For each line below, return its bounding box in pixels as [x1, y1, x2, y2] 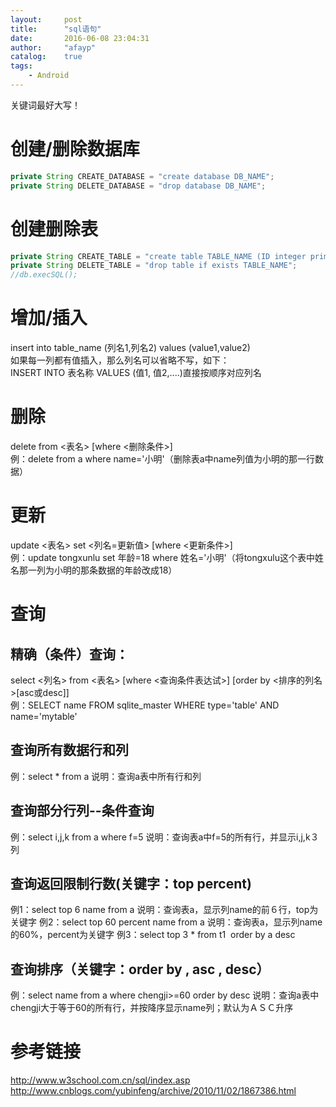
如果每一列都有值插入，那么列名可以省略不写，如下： [10, 354, 230, 366]
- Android [28, 71, 70, 81]
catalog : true [10, 52, 83, 62]
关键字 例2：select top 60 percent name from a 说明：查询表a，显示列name [10, 916, 323, 928]
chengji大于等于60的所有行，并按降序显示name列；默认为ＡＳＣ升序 [10, 1002, 294, 1014]
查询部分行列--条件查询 [10, 802, 155, 820]
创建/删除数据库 [10, 138, 140, 161]
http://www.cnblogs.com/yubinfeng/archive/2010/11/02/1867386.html [10, 1085, 297, 1097]
